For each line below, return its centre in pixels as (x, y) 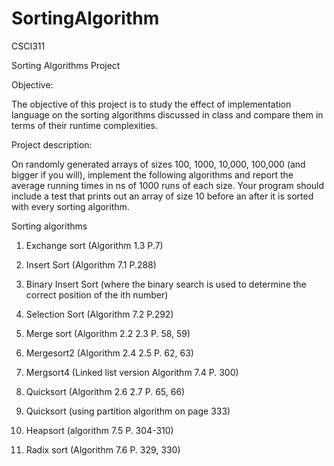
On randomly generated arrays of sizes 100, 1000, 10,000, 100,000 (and (158, 164)
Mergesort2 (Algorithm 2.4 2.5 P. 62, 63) (109, 353)
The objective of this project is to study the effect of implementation (151, 104)
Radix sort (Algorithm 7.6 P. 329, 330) (103, 449)
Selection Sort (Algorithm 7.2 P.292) (99, 314)
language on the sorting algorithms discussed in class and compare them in (167, 114)
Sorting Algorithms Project (66, 65)
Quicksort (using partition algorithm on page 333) (128, 411)
